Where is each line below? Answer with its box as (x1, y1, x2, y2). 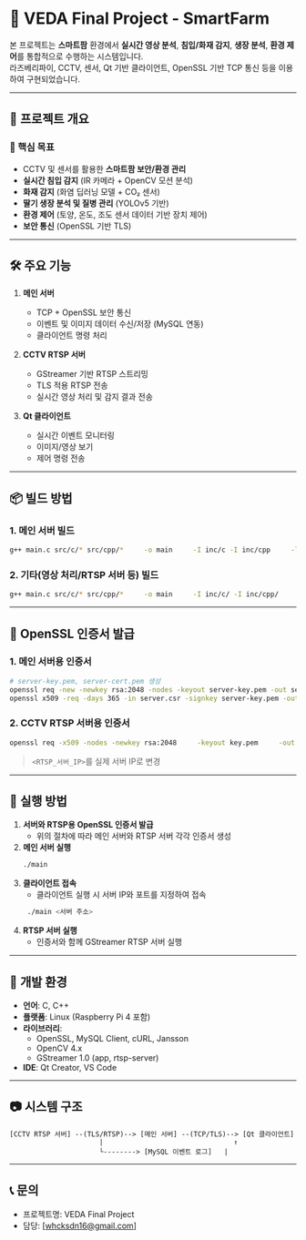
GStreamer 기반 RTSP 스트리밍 (36, 369, 148, 380)
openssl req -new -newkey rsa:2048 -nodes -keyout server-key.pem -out (9, 685, 287, 695)
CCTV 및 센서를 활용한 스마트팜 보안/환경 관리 (22, 163, 187, 174)
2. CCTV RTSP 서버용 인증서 (9, 717, 130, 729)
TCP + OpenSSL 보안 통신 (36, 307, 132, 318)
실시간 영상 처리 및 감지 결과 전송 (36, 391, 153, 402)
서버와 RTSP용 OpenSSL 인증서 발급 (22, 819, 154, 830)
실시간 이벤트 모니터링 (36, 430, 116, 441)
